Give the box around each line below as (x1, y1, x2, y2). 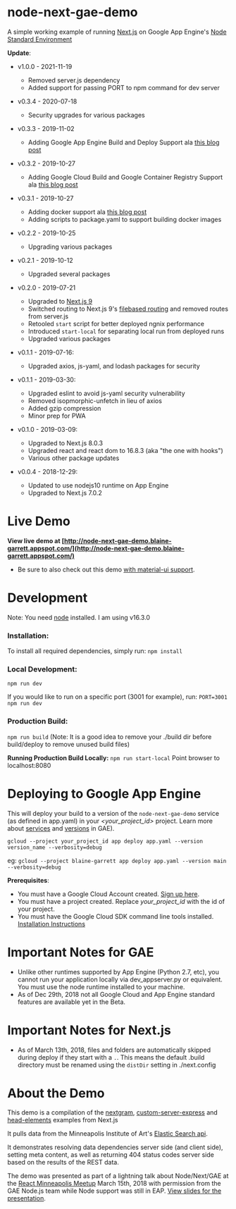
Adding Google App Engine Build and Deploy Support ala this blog (27, 138, 220, 147)
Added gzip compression (27, 404, 101, 412)
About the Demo (7, 1085, 105, 1101)
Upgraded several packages (27, 269, 111, 278)
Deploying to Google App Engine (7, 786, 201, 802)
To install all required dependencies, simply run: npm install (7, 647, 183, 655)
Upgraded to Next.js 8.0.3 (27, 438, 104, 447)
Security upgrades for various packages (27, 111, 146, 119)
